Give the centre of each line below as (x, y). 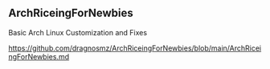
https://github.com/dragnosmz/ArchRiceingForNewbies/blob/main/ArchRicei (135, 48)
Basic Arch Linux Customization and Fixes (78, 32)
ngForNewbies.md (39, 56)
